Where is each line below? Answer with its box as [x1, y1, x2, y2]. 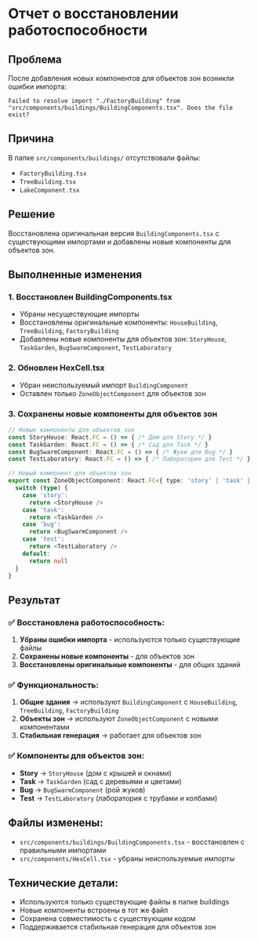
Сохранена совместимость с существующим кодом [19, 914, 196, 923]
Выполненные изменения [8, 268, 143, 281]
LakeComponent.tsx [19, 186, 80, 194]
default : [22, 549, 51, 558]
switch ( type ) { [15, 484, 68, 492]
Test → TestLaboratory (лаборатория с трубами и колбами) [19, 793, 218, 802]
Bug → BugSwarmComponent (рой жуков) [19, 785, 146, 794]
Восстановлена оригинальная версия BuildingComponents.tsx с [8, 229, 220, 238]
